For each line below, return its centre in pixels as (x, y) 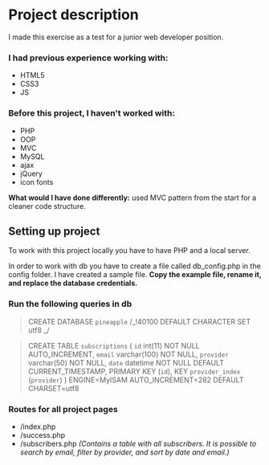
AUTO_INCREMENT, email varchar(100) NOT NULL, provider (128, 354)
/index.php (38, 426)
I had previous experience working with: (88, 58)
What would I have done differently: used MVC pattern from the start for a (132, 198)
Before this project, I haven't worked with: (92, 113)
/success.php (43, 434)
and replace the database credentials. (73, 283)
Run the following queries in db (70, 304)
